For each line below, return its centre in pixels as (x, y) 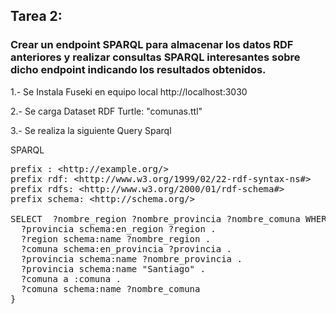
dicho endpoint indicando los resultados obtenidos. (138, 70)
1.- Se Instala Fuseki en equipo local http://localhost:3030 (129, 91)
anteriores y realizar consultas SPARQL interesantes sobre (155, 57)
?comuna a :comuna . (71, 278)
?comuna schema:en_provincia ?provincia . (126, 248)
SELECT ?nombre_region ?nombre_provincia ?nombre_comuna (155, 218)
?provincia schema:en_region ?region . (118, 228)
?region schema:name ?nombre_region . (116, 238)
